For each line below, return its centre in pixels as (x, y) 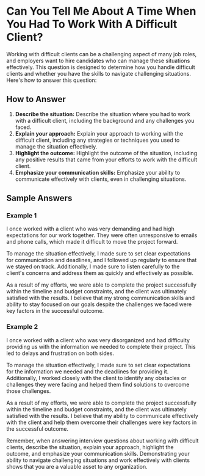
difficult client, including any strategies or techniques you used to (97, 140)
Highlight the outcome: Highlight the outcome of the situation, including (106, 153)
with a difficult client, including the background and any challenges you (105, 120)
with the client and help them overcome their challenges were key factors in (102, 422)
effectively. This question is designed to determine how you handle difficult (101, 67)
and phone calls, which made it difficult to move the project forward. (92, 242)
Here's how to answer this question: (52, 80)
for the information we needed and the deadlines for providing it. (88, 372)
